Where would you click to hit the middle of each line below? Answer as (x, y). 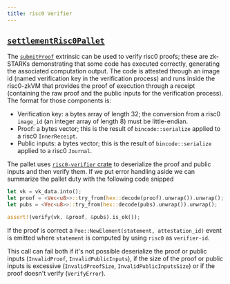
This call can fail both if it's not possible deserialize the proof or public (107, 251)
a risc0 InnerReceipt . (47, 136)
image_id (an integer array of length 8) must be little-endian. (103, 121)
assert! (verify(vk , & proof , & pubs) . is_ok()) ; (74, 218)
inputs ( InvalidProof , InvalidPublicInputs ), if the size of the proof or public (115, 258)
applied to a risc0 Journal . (54, 151)
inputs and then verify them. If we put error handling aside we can (101, 172)
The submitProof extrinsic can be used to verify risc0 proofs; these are (108, 57)
